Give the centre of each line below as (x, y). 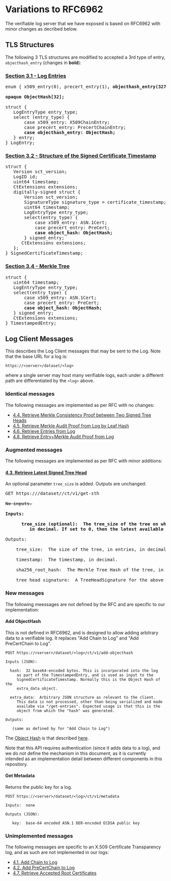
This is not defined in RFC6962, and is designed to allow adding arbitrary (82, 632)
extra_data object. (37, 689)
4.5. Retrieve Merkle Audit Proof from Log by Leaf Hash (71, 426)
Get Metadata (20, 776)
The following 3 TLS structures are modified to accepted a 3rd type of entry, (85, 57)
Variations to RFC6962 (54, 9)
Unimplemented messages (39, 836)
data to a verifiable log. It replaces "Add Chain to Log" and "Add (72, 638)
